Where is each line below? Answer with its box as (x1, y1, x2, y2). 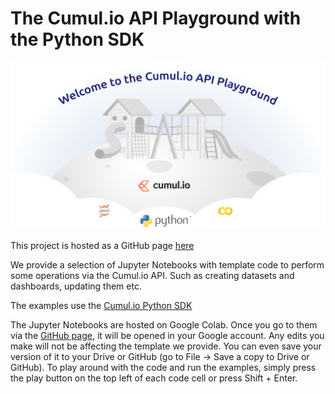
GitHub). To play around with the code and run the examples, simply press (10, 362, 317, 374)
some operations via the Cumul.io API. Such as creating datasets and (10, 270, 295, 282)
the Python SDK (10, 28, 145, 51)
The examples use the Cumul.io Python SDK (10, 300, 193, 312)
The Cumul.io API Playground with (10, 7, 302, 30)
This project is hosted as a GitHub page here (10, 240, 195, 252)
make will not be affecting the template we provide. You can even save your (10, 340, 322, 352)
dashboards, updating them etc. (10, 280, 142, 292)
